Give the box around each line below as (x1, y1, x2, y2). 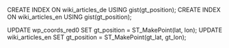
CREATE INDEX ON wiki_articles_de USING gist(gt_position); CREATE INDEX (7, 6, 221, 14)
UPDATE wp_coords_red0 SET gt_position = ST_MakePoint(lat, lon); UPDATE (7, 26, 223, 34)
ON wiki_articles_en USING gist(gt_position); (7, 13, 132, 21)
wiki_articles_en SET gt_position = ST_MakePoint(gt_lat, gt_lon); (7, 33, 187, 41)
